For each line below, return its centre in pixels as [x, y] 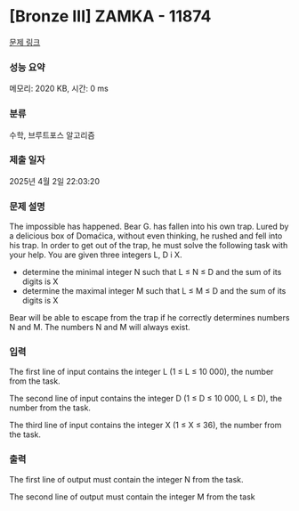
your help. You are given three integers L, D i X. [96, 255]
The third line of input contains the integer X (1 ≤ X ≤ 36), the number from [145, 426]
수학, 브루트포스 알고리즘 [52, 134]
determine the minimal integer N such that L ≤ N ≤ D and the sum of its [152, 272]
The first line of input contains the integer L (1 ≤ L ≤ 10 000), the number [141, 372]
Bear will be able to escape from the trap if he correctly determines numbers [149, 318]
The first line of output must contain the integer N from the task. [126, 479]
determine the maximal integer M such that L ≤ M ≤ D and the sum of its [154, 291]
